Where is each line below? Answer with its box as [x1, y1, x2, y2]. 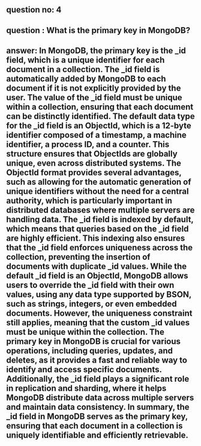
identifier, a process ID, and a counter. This [6, 139, 170, 149]
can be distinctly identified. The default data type [6, 111, 195, 122]
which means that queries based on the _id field [6, 224, 189, 234]
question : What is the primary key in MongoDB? [6, 25, 191, 35]
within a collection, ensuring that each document [6, 102, 194, 112]
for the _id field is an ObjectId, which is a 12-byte [6, 121, 191, 131]
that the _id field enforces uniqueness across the [6, 243, 193, 253]
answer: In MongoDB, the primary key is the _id [6, 46, 186, 56]
